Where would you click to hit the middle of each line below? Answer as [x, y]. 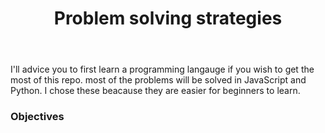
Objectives [37, 117]
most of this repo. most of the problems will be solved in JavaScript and [158, 80]
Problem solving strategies [168, 18]
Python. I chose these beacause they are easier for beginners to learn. [155, 91]
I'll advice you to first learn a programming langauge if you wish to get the [162, 69]
